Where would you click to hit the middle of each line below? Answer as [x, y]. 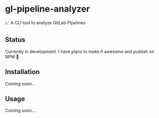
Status [15, 40]
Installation [22, 72]
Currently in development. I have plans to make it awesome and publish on [80, 51]
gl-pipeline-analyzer [47, 9]
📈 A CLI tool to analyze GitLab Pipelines [45, 22]
